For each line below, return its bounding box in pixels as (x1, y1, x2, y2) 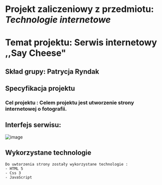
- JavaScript (5, 175, 32, 180)
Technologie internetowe (5, 14, 111, 25)
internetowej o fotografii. (5, 106, 67, 113)
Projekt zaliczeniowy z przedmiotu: (5, 3, 154, 15)
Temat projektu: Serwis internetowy (5, 37, 157, 48)
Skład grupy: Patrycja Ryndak (5, 67, 100, 76)
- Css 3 (5, 171, 21, 176)
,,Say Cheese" (5, 47, 66, 59)
